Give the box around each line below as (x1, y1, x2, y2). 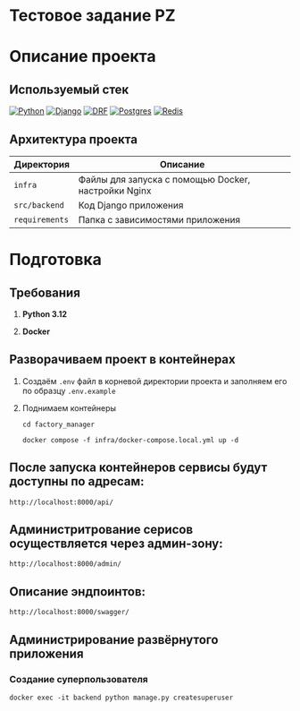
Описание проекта (9, 47, 156, 67)
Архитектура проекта (9, 132, 138, 147)
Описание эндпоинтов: (9, 584, 146, 599)
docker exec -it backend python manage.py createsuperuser (9, 693, 234, 702)
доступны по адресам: (9, 474, 145, 489)
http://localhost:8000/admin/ (9, 560, 122, 569)
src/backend (13, 201, 65, 210)
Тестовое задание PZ (9, 5, 176, 26)
